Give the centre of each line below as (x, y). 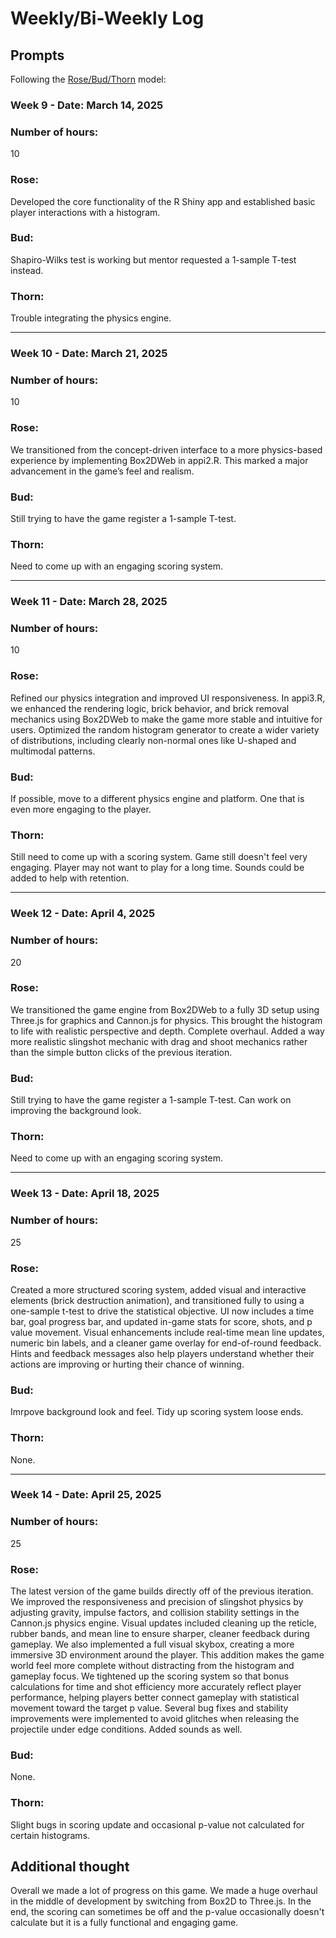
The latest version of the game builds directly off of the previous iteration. (162, 1591)
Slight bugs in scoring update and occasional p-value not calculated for (157, 1824)
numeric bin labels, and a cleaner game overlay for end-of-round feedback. (166, 1343)
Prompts (37, 55)
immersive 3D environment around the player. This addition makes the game (167, 1655)
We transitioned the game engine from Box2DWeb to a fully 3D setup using (165, 1009)
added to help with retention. (70, 878)
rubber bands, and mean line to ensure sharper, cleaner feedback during (160, 1634)
